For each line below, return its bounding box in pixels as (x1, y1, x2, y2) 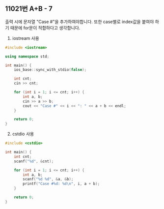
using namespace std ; (5, 54, 50, 59)
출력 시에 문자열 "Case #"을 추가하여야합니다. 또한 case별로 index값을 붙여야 (5, 19, 154, 25)
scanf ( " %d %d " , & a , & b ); (23, 177, 74, 182)
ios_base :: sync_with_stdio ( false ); (14, 67, 87, 72)
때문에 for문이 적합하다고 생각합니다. (10, 25, 81, 30)
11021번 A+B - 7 (5, 4, 53, 13)
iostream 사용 (12, 35, 39, 41)
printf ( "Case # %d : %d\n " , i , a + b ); (23, 181, 100, 186)
